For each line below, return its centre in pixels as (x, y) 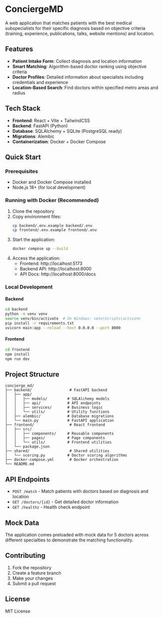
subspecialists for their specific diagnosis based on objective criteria (75, 28)
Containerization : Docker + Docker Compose (59, 141)
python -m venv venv (27, 314)
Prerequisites (22, 171)
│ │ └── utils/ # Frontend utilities (58, 442)
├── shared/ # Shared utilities (57, 451)
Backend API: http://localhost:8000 (55, 269)
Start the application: (34, 240)
